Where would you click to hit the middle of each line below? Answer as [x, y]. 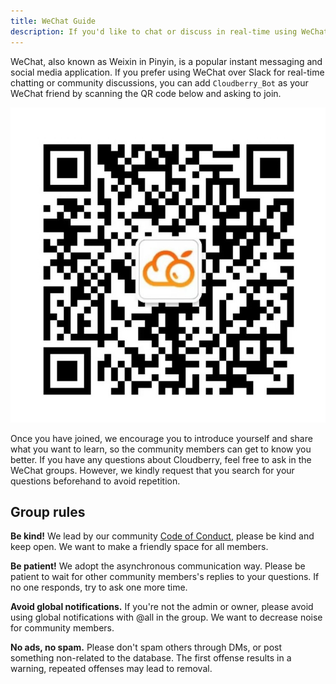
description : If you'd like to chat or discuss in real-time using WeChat [169, 31]
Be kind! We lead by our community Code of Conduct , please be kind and [162, 536]
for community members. [62, 628]
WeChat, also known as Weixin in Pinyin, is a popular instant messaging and [166, 61]
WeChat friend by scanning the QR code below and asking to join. [146, 93]
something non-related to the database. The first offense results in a [151, 658]
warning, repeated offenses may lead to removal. [111, 669]
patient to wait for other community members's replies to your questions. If [165, 577]
